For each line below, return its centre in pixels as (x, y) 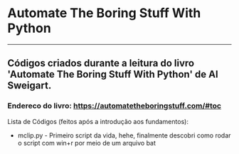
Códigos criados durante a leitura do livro (101, 63)
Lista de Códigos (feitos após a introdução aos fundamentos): (98, 121)
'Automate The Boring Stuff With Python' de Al (113, 75)
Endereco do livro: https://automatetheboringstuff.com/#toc (115, 106)
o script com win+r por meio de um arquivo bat (87, 143)
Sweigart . (30, 86)
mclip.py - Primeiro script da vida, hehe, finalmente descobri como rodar (124, 135)
